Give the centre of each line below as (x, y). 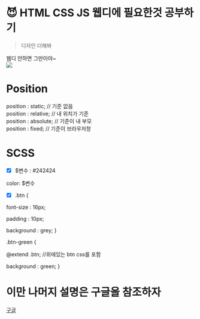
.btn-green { (22, 242)
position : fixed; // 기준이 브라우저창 (49, 128)
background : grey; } (31, 230)
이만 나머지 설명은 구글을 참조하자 (84, 292)
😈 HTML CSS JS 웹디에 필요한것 (84, 13)
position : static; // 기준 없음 (40, 106)
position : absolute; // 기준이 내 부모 (49, 121)
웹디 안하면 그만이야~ (31, 58)
